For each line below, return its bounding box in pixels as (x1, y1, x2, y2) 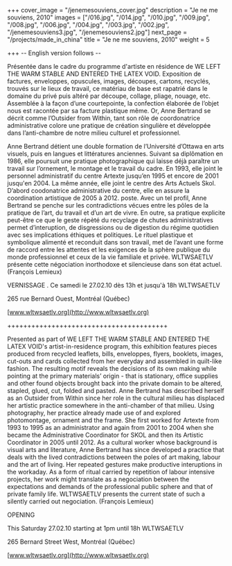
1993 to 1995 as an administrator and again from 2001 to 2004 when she (7, 424, 214, 431)
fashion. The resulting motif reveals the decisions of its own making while (7, 365, 217, 372)
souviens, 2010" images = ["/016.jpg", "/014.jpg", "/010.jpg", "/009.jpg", (7, 13, 211, 22)
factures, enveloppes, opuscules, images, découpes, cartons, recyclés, (7, 77, 211, 85)
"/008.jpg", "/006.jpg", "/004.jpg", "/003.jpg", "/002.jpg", (7, 21, 170, 28)
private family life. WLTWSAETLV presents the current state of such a (7, 490, 206, 498)
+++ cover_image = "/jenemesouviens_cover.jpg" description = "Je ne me (7, 6, 218, 14)
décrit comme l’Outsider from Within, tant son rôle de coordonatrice (7, 114, 201, 122)
